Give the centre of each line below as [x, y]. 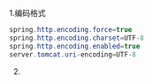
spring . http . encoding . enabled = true [75, 46]
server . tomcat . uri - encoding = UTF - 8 [73, 54]
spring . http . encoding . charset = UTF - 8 [76, 38]
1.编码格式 [27, 13]
